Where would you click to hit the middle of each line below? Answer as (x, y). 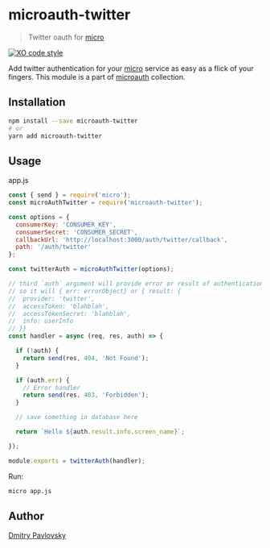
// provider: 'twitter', (51, 299)
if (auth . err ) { (43, 380)
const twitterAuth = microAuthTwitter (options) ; (91, 269)
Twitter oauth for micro (66, 37)
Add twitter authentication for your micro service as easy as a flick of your (131, 68)
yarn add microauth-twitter (55, 136)
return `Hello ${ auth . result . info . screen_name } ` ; (100, 432)
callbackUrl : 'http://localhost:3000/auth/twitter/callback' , (122, 239)
